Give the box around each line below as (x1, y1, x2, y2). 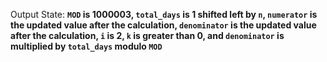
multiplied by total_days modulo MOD (10, 40, 163, 52)
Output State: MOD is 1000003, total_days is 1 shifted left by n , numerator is (10, 9, 318, 20)
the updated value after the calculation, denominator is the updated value (10, 19, 317, 31)
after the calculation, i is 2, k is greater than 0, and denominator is (10, 30, 285, 41)
